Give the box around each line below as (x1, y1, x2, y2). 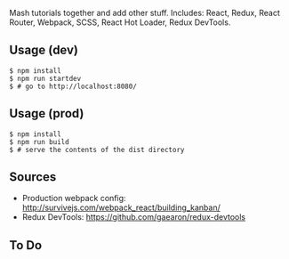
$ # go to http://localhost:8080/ (9, 82, 138, 91)
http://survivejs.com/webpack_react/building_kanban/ (21, 202, 221, 213)
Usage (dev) (9, 43, 78, 58)
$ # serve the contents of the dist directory (9, 145, 185, 154)
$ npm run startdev (9, 74, 82, 83)
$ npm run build (9, 137, 69, 146)
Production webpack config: (21, 193, 126, 204)
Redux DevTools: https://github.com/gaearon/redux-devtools (21, 212, 246, 223)
